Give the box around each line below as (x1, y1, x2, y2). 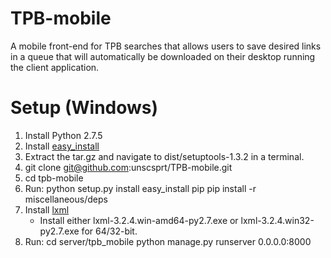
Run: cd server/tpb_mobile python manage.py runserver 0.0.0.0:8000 (24, 235, 312, 247)
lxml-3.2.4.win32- (240, 214, 315, 226)
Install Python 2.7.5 (24, 129, 103, 141)
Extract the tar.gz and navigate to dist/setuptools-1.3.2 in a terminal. (24, 150, 305, 162)
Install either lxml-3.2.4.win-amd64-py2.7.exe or (39, 214, 239, 226)
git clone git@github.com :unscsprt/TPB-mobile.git (24, 161, 233, 173)
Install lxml (24, 203, 70, 216)
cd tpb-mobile (24, 172, 84, 184)
